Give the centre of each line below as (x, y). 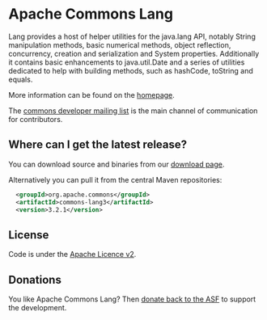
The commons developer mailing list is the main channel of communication (133, 111)
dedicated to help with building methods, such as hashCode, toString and (131, 70)
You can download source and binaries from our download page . (117, 164)
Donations (35, 280)
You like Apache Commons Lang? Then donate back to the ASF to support (132, 299)
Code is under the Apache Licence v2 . (72, 255)
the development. (38, 307)
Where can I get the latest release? (98, 145)
